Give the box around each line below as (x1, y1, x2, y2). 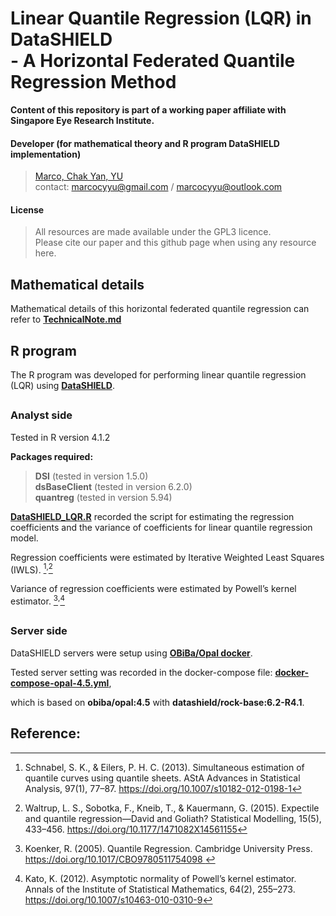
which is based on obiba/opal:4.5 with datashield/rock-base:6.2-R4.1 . (10, 696, 305, 708)
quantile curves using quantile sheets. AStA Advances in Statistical (24, 772, 301, 784)
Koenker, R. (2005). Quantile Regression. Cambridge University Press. (24, 842, 313, 854)
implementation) (10, 148, 82, 160)
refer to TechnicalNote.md (10, 313, 122, 326)
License (10, 203, 45, 216)
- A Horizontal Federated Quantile (10, 50, 296, 72)
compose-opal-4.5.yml (10, 677, 110, 689)
